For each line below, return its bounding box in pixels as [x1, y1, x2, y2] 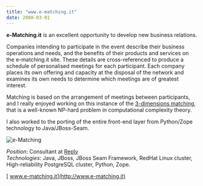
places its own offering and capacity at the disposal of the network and [6, 68, 184, 76]
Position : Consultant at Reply [6, 148, 79, 155]
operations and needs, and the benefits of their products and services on [6, 49, 189, 56]
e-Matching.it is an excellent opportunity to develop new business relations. [6, 31, 198, 38]
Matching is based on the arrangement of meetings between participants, [6, 93, 190, 101]
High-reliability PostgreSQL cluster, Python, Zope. [6, 161, 131, 168]
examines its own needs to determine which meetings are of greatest [6, 75, 179, 82]
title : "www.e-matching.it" [6, 8, 78, 15]
